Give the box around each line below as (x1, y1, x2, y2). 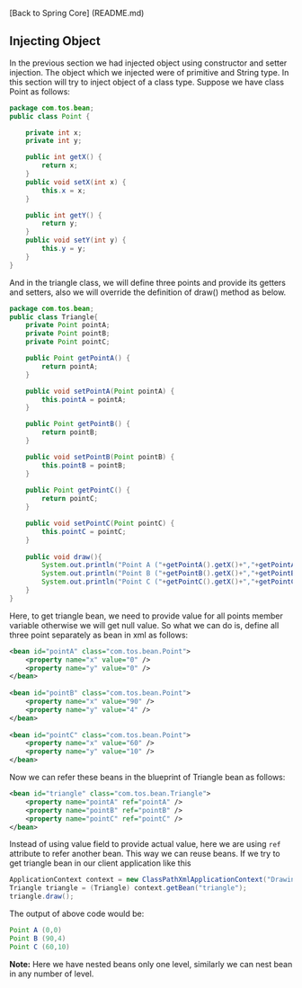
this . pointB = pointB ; (41, 460, 127, 470)
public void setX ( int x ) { (25, 177, 127, 187)
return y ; (41, 219, 78, 228)
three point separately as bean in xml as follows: (9, 629, 189, 640)
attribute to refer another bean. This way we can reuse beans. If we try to (9, 849, 280, 859)
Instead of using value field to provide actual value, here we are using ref (9, 839, 281, 850)
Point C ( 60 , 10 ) (9, 942, 70, 951)
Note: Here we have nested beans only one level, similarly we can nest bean (9, 958, 293, 969)
